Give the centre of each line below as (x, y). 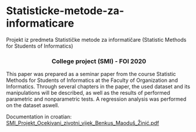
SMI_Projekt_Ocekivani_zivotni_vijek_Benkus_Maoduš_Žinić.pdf (83, 123)
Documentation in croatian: (39, 117)
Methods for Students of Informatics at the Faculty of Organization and (92, 80)
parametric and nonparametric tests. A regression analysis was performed (96, 99)
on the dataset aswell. (33, 105)
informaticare (40, 23)
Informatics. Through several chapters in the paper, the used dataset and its (98, 87)
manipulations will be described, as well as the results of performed (88, 93)
